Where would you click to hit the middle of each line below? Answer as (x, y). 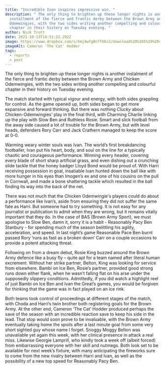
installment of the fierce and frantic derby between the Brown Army (82, 19)
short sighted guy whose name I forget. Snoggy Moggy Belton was (73, 330)
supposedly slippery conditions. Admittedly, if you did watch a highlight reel (82, 279)
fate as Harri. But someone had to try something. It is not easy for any (76, 207)
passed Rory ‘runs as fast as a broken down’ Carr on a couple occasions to (81, 238)
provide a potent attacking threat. (39, 243)
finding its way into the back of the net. (45, 186)
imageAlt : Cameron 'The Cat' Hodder (42, 46)
